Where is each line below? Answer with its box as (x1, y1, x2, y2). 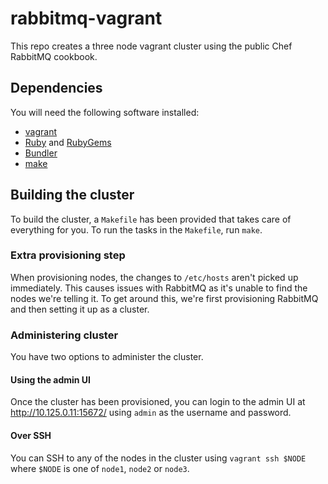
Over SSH (10, 429, 52, 441)
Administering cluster (10, 328, 119, 342)
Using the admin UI (10, 373, 92, 386)
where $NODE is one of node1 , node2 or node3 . (10, 462, 190, 474)
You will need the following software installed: (10, 106, 200, 118)
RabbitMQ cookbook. (10, 50, 98, 62)
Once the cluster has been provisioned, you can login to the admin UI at (10, 396, 306, 408)
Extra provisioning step (10, 248, 126, 262)
